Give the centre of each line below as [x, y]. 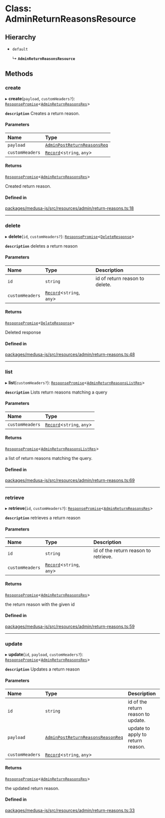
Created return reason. [28, 186]
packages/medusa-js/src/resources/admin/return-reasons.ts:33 [70, 810]
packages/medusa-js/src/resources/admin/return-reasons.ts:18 [69, 208]
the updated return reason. [32, 788]
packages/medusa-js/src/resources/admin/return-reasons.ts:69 [70, 480]
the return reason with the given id [40, 604]
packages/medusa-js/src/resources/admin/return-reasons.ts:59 [70, 626]
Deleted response [23, 332]
